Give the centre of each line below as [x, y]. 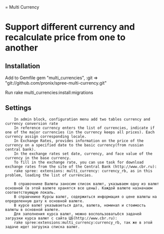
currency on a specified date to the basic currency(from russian [74, 145]
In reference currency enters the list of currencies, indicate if [84, 128]
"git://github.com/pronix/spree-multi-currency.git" [56, 83]
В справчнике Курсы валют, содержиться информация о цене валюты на [85, 197]
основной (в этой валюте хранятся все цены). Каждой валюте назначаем [79, 188]
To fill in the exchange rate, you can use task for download [79, 162]
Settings [18, 108]
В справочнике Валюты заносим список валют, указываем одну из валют [87, 184]
